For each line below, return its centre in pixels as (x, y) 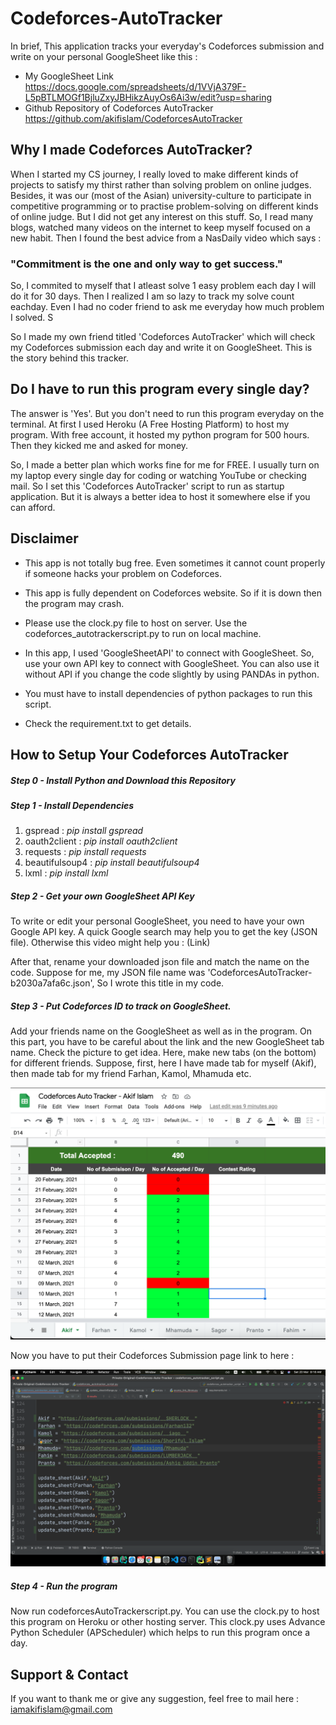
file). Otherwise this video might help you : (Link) (110, 943)
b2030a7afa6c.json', (52, 983)
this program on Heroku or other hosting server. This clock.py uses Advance (168, 1622)
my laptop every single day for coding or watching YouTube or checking (158, 475)
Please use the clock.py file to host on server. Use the (136, 623)
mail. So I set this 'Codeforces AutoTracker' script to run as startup (147, 486)
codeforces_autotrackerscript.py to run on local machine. (143, 633)
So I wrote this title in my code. (160, 983)
